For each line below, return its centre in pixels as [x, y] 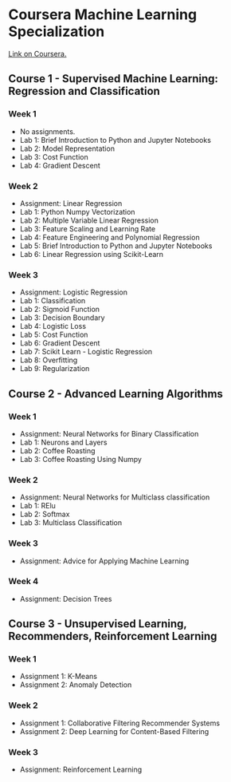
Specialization [57, 32]
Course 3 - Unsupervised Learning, [98, 624]
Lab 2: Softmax [45, 514]
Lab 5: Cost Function [54, 335]
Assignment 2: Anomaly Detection [76, 685]
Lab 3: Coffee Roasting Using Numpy [80, 459]
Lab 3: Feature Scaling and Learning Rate [88, 228]
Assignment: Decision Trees [66, 598]
